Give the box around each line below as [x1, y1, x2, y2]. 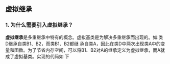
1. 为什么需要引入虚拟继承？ [5, 22, 74, 29]
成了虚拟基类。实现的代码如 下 [5, 53, 69, 59]
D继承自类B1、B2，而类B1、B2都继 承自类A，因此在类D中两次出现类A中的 [5, 40, 161, 47]
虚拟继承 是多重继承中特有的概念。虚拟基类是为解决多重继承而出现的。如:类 [5, 34, 163, 40]
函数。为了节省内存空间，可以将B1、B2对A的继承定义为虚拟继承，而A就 [14, 47, 165, 53]
